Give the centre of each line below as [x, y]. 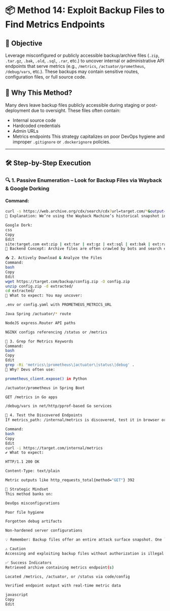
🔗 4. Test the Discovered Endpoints [44, 415]
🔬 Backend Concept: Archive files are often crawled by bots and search [83, 249]
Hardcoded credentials [36, 126]
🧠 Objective [24, 43]
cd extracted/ [20, 291]
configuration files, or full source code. [46, 77]
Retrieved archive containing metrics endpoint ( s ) [60, 567]
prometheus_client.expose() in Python [46, 378]
